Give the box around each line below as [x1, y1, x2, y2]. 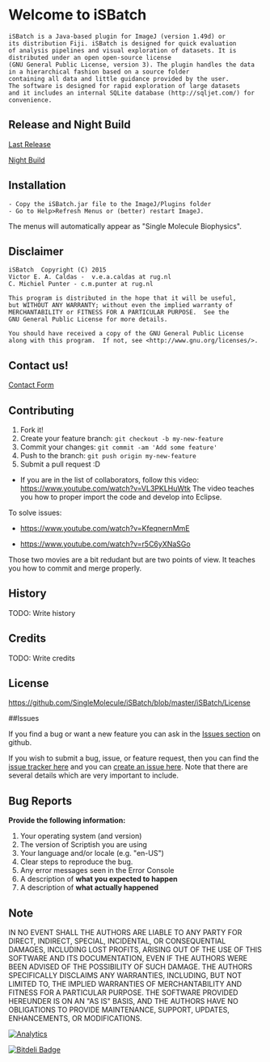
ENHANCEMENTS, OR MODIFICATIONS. [8, 1014, 143, 1023]
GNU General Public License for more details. [8, 315, 168, 324]
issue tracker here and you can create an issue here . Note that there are [8, 762, 248, 772]
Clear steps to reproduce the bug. [19, 857, 133, 866]
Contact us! [8, 358, 69, 373]
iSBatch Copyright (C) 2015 [8, 266, 107, 274]
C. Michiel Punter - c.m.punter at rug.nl [8, 280, 154, 289]
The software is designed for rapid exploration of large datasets [8, 82, 241, 90]
